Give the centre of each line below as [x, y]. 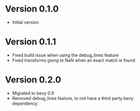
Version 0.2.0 [33, 80]
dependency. [25, 103]
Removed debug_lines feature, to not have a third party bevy [73, 98]
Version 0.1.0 [32, 9]
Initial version [25, 22]
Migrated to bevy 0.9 [33, 93]
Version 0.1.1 [31, 42]
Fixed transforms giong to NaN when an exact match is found [73, 60]
